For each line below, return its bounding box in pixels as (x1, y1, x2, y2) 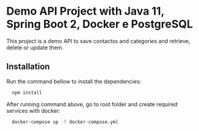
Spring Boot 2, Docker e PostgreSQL (6, 17, 194, 31)
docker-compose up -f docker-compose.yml (12, 119, 119, 125)
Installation (6, 62, 50, 72)
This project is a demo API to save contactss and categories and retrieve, (6, 37, 190, 44)
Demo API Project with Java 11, (6, 4, 165, 18)
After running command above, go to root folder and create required (6, 101, 178, 108)
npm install (12, 90, 43, 96)
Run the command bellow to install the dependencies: (6, 77, 142, 85)
